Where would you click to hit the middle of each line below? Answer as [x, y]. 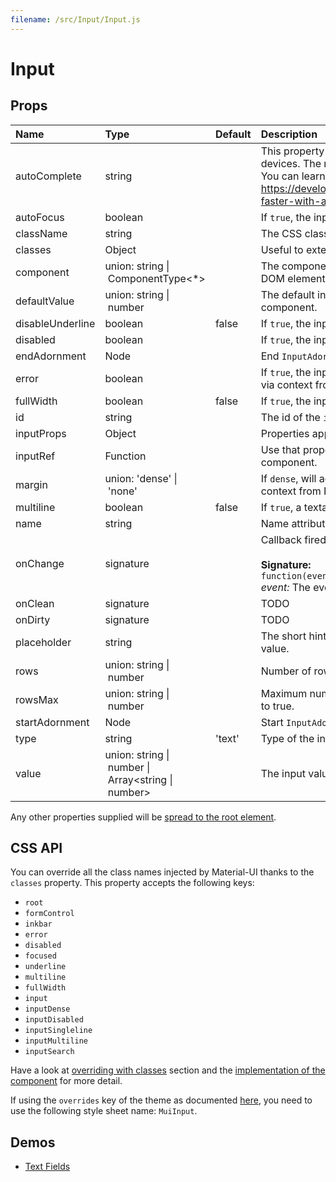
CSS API [36, 848]
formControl [49, 914]
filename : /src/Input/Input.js [75, 19]
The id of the [290, 417]
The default [287, 294]
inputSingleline [58, 1031]
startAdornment [52, 722]
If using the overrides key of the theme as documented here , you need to [161, 1100]
